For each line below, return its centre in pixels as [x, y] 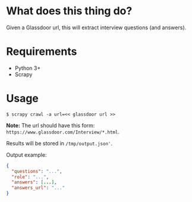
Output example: [26, 155]
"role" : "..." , [30, 177]
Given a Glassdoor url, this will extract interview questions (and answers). [96, 27]
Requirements [42, 52]
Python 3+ [28, 68]
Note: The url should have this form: [51, 125]
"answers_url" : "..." [38, 188]
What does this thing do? [69, 11]
